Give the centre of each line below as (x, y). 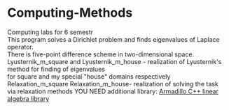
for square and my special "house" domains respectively (89, 76)
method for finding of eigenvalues (56, 69)
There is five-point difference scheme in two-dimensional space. (101, 54)
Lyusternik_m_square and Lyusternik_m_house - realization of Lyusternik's (114, 61)
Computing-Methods (70, 13)
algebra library (28, 98)
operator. (20, 47)
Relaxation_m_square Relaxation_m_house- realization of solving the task (113, 84)
